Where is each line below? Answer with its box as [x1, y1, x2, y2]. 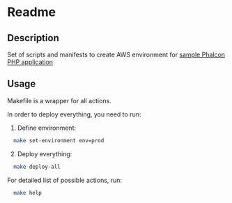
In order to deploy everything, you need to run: [7, 110, 141, 119]
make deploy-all [13, 163, 61, 170]
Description [7, 32, 59, 44]
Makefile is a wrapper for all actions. [7, 96, 111, 105]
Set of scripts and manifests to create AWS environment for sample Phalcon [7, 50, 225, 59]
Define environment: [17, 123, 77, 132]
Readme [7, 4, 56, 20]
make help [13, 189, 42, 196]
